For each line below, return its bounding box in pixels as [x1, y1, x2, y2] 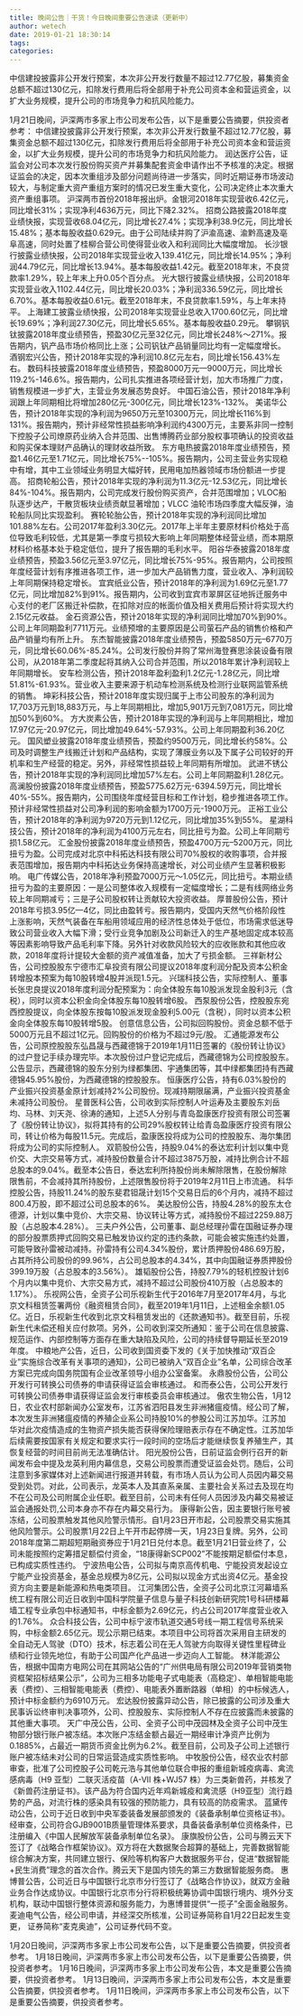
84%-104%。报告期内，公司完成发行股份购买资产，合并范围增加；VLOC [9, 487, 280, 498]
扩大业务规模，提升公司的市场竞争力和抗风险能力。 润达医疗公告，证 [32, 148, 289, 159]
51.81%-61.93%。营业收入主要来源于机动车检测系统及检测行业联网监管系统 [9, 679, 289, 690]
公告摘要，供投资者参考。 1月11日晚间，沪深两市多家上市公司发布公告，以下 [9, 1985, 290, 1996]
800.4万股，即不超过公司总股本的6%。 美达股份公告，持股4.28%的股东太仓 [9, 1199, 292, 1209]
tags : [9, 38, 30, 48]
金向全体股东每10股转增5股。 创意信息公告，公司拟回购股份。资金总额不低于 [9, 1018, 293, 1029]
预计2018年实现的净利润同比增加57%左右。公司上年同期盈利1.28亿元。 [24, 770, 289, 780]
